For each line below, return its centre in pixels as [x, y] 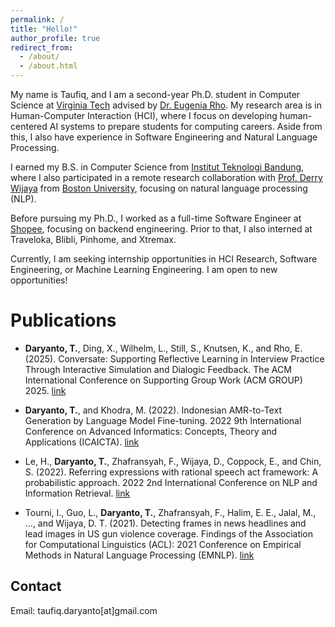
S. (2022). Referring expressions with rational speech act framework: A [171, 472]
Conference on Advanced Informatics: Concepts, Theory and [151, 431]
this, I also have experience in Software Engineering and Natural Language [164, 137]
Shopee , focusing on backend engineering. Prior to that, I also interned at [161, 229]
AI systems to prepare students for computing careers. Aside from [186, 126]
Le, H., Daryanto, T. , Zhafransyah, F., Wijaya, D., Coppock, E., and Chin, [173, 461]
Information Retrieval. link [77, 493]
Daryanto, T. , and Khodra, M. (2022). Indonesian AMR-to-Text [153, 410]
